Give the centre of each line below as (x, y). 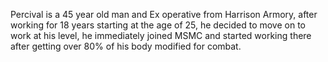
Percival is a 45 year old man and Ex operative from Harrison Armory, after (164, 14)
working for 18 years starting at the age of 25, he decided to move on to (158, 25)
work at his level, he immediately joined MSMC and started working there (161, 35)
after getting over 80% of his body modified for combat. (126, 46)
